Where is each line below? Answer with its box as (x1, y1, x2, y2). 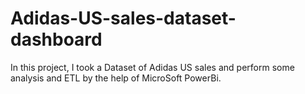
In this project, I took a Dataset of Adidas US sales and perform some (10, 61, 295, 73)
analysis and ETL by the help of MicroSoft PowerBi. (10, 72, 222, 84)
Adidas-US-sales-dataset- (10, 7, 237, 30)
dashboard (10, 28, 103, 51)
